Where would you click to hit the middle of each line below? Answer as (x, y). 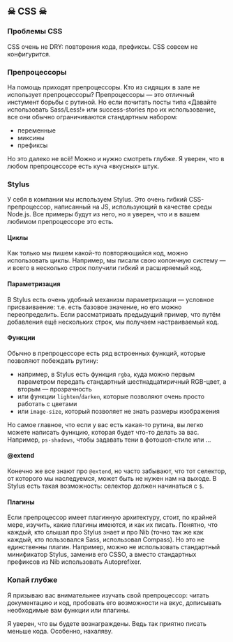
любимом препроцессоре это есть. (60, 222)
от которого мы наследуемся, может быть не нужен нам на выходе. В (112, 479)
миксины (31, 137)
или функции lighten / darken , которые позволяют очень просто (111, 396)
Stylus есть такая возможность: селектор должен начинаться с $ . (106, 486)
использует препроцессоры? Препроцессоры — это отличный (101, 94)
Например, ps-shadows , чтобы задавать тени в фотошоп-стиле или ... (109, 440)
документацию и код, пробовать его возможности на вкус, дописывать (114, 602)
